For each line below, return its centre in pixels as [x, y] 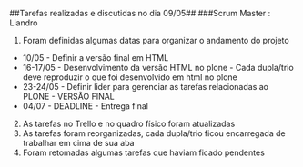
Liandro [24, 23]
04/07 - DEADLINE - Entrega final [85, 106]
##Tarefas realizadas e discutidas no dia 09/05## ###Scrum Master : [140, 13]
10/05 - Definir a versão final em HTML [96, 58]
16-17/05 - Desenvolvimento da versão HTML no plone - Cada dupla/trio [158, 68]
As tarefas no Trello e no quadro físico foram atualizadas [129, 123]
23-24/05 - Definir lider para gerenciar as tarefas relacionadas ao [145, 87]
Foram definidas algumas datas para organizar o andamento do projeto [156, 40]
